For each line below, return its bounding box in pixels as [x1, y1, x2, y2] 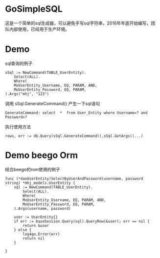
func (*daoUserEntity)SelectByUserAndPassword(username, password [5, 176, 143, 181]
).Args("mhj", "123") [5, 91, 49, 96]
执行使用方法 [5, 123, 31, 130]
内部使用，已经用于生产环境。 [9, 26, 69, 32]
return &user [23, 223, 49, 228]
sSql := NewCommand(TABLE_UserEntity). [5, 70, 87, 75]
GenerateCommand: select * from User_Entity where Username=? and [5, 110, 148, 115]
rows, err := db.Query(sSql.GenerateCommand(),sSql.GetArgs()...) [5, 133, 143, 139]
